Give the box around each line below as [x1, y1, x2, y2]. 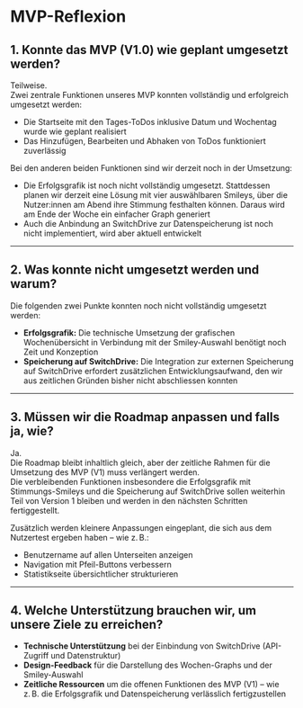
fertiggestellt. [10, 505, 60, 515]
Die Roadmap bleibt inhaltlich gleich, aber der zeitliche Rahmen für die [10, 457, 271, 468]
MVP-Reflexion [10, 6, 127, 27]
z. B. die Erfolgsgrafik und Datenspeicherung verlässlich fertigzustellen [22, 688, 287, 699]
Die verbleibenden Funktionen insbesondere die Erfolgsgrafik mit [10, 476, 251, 487]
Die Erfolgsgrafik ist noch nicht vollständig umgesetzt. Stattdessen [22, 180, 271, 191]
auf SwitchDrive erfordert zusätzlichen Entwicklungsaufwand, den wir [22, 365, 283, 376]
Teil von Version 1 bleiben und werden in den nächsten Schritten [10, 495, 248, 506]
